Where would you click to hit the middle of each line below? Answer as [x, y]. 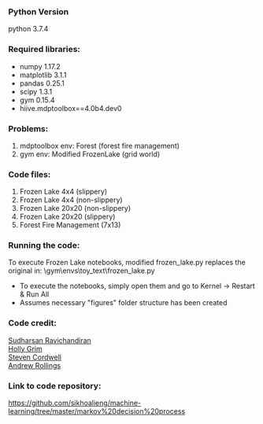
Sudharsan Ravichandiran [50, 340]
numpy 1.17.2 [40, 66]
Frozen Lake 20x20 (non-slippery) [75, 208]
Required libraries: [44, 50]
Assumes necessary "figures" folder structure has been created [123, 303]
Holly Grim [25, 348]
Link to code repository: [55, 385]
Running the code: [44, 245]
